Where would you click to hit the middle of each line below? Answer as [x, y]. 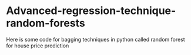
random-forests [46, 23]
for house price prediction [38, 46]
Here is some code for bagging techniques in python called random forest [95, 39]
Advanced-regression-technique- [91, 11]
